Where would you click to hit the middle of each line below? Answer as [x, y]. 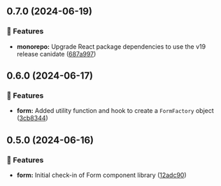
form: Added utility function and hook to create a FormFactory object [115, 111]
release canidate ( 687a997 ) [56, 54]
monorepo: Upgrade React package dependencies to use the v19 [111, 46]
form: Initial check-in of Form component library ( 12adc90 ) [101, 175]
